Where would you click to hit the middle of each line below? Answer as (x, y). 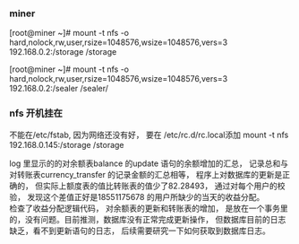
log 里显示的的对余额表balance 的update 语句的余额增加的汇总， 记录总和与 (149, 163)
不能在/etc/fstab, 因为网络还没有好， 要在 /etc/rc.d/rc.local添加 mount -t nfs (149, 135)
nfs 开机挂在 (36, 113)
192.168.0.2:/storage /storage (63, 52)
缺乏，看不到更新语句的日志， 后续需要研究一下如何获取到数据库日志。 (140, 231)
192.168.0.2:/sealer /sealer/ (59, 89)
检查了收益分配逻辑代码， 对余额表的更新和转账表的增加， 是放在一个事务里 (149, 208)
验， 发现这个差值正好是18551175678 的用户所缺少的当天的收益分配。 (137, 196)
